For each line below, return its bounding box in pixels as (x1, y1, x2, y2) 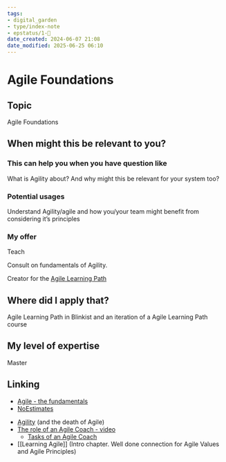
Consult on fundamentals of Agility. (7, 261, 108, 270)
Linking (7, 378, 40, 391)
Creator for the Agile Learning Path (7, 275, 107, 283)
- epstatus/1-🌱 (7, 29, 51, 37)
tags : (7, 10, 23, 17)
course (7, 320, 28, 329)
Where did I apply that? (7, 295, 109, 306)
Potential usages (7, 192, 65, 201)
